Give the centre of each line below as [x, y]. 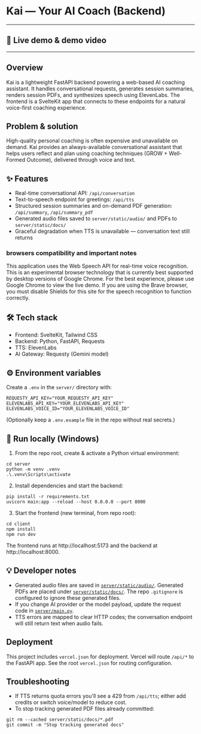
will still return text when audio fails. [59, 623]
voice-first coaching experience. [46, 107]
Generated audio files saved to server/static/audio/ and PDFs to [96, 219]
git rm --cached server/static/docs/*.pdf [60, 720]
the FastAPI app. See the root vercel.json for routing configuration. [89, 663]
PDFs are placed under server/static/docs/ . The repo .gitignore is [99, 592]
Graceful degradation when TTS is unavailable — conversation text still [102, 231]
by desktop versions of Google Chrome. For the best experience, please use [100, 279]
